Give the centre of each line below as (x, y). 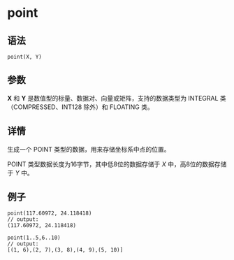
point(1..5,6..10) (34, 238)
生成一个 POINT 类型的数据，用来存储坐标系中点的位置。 (89, 149)
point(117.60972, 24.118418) (50, 214)
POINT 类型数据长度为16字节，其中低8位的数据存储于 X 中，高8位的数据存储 (117, 164)
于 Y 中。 (20, 173)
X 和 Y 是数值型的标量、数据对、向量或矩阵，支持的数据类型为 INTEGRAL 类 (117, 98)
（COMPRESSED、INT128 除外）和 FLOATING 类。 (80, 107)
